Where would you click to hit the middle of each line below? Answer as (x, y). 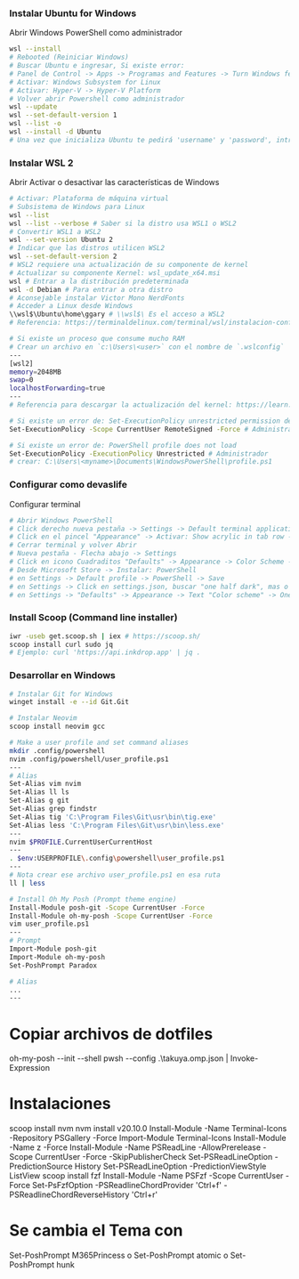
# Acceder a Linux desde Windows (71, 306)
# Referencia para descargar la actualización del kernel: (121, 405)
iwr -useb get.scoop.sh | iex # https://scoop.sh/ (105, 636)
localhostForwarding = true (57, 389)
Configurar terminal (45, 504)
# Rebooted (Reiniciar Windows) (69, 57)
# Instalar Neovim (43, 718)
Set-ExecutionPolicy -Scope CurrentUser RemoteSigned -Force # (129, 429)
